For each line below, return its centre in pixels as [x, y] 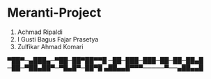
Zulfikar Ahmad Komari [50, 46]
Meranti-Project [54, 13]
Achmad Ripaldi [40, 32]
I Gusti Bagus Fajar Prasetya [58, 39]
